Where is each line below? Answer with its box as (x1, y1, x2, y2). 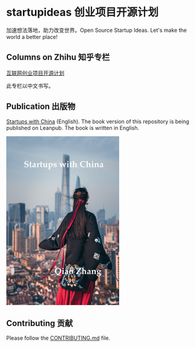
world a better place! (6, 33, 58, 40)
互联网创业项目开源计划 (6, 69, 64, 76)
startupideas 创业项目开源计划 (6, 5, 159, 19)
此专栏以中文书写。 (6, 82, 54, 89)
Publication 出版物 (6, 102, 76, 112)
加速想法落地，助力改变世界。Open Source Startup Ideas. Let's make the (6, 26, 187, 34)
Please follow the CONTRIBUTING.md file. (6, 334, 111, 342)
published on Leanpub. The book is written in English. (6, 124, 140, 131)
